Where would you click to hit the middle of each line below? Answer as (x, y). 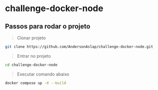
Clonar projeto (31, 38)
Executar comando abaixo (43, 74)
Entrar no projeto (34, 56)
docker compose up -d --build (36, 83)
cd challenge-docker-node (31, 65)
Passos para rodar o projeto (48, 26)
